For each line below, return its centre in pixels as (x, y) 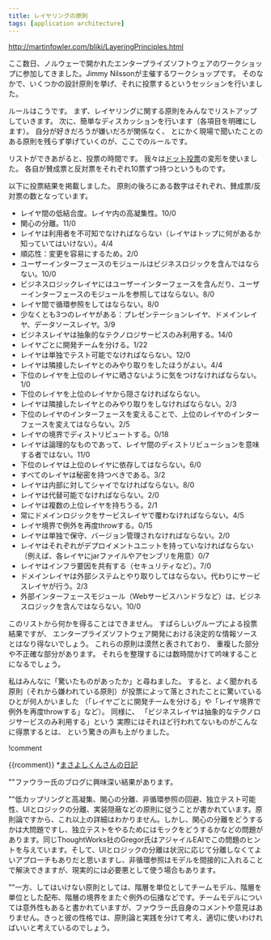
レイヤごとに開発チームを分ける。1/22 (84, 344)
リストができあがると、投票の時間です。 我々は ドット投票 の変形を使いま (129, 158)
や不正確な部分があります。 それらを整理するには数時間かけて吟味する (126, 653)
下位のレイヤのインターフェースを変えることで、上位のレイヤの (126, 414)
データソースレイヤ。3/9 (74, 324)
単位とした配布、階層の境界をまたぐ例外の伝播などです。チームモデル (125, 897)
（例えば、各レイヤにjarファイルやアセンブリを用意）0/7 (114, 555)
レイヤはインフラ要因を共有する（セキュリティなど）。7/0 (116, 566)
